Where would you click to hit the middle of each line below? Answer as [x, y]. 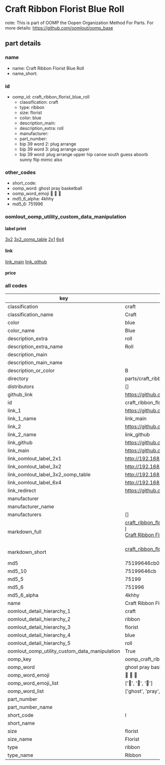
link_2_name [22, 435]
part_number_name [30, 707]
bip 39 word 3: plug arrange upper [55, 149]
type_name [20, 755]
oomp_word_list [26, 691]
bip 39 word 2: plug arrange [48, 144]
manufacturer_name [31, 507]
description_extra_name [35, 347]
